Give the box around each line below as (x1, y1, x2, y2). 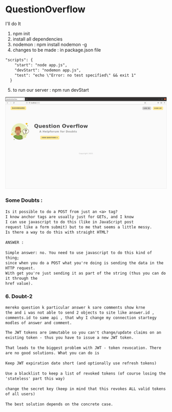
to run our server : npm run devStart (12, 87, 89, 93)
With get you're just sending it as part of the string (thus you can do (5, 271, 166, 276)
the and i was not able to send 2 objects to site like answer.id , (5, 310, 155, 315)
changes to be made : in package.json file (12, 47, 101, 53)
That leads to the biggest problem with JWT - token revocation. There (5, 345, 161, 351)
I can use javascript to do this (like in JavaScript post (5, 219, 134, 224)
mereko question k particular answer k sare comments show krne (5, 305, 145, 310)
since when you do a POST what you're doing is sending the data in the (5, 260, 164, 265)
